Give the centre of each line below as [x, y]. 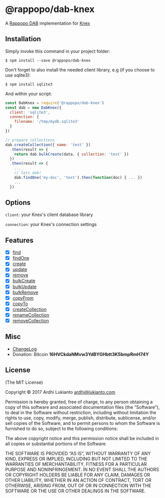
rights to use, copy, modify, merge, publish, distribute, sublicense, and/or [81, 418]
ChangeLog [25, 349]
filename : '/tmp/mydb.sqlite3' [47, 122]
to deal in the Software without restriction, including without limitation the [81, 412]
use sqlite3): [18, 75]
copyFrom [23, 298]
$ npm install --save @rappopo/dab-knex [48, 60]
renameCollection [31, 315]
